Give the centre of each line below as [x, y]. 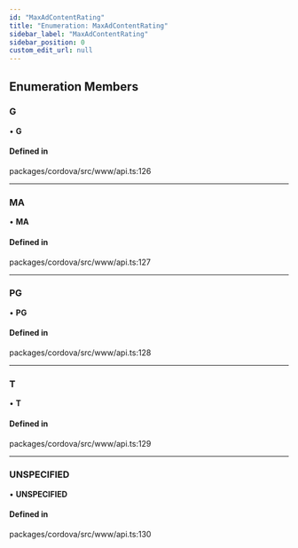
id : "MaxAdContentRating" [57, 17]
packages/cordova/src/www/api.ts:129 [80, 443]
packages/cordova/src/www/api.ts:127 [80, 262]
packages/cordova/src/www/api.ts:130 [80, 535]
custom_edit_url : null [51, 51]
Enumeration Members [74, 87]
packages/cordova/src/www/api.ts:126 [80, 171]
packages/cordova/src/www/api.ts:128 [80, 353]
